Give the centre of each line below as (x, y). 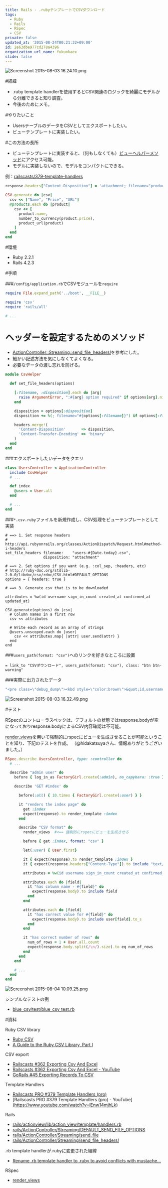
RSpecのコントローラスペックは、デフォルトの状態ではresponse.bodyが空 (82, 720)
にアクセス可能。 (39, 160)
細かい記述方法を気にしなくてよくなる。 (54, 359)
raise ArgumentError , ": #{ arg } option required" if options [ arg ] (88, 398)
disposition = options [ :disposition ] (53, 411)
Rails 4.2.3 (23, 262)
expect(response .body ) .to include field (74, 891)
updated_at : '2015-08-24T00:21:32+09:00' (49, 43)
